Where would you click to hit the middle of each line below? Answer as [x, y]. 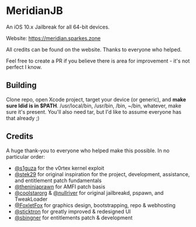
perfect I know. [24, 67]
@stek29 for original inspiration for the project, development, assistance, [102, 174]
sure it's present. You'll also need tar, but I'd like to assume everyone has [94, 111]
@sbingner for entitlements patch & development [73, 218]
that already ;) [23, 118]
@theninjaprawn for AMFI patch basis [60, 186]
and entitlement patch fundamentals [58, 180]
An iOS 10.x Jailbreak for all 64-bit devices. [58, 27]
